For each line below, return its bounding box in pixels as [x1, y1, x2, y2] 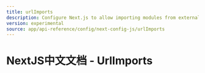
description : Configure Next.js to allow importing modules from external [6, 15, 201, 21]
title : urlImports [6, 9, 53, 15]
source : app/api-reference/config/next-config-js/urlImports [6, 26, 165, 32]
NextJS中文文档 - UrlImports [6, 54, 153, 68]
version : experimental [6, 20, 64, 26]
